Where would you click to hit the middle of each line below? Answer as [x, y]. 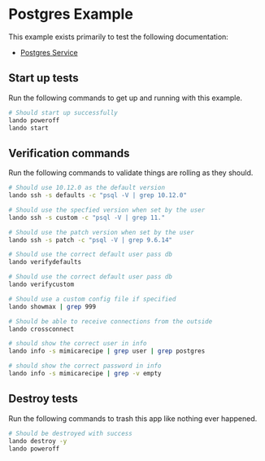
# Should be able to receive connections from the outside [111, 321]
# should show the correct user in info [78, 344]
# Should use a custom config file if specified [92, 299]
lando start [28, 128]
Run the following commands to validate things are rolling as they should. [131, 173]
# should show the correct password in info [85, 366]
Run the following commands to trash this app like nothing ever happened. [133, 418]
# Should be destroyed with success [70, 433]
